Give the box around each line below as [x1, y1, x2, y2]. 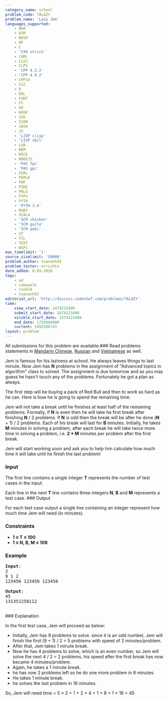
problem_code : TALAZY [5, 12, 51, 17]
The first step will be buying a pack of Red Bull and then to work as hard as [5, 389, 160, 395]
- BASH [14, 36, 28, 41]
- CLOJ [14, 59, 28, 64]
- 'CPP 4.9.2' [14, 73, 44, 78]
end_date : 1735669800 [14, 319, 59, 325]
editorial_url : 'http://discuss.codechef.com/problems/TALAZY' [5, 296, 140, 301]
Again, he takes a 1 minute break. [12, 664, 81, 670]
